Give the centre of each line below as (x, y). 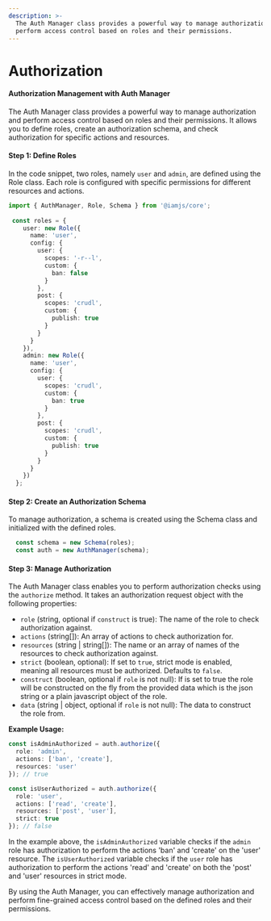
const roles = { (39, 220)
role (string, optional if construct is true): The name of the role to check (140, 619)
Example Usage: (36, 729)
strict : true (38, 819)
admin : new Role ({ (54, 356)
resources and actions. (46, 190)
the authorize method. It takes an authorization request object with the (126, 595)
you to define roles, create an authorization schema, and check (113, 128)
